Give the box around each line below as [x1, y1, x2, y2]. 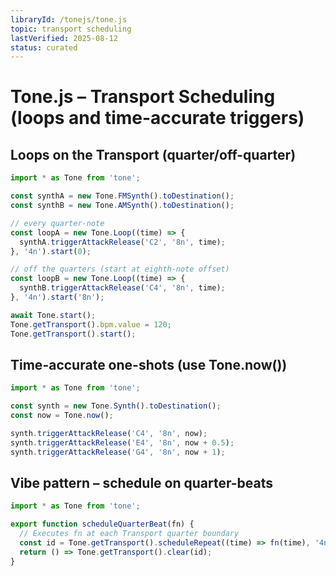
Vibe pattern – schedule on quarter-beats [10, 474, 274, 491]
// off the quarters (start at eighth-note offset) [10, 264, 230, 275]
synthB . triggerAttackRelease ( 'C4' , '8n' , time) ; [19, 283, 226, 293]
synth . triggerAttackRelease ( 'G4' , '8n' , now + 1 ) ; [10, 447, 226, 457]
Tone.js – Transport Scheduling [10, 86, 276, 108]
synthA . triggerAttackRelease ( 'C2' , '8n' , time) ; [19, 237, 226, 247]
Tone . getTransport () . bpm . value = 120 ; [10, 319, 172, 330]
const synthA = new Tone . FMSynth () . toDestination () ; [10, 191, 235, 201]
